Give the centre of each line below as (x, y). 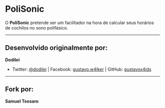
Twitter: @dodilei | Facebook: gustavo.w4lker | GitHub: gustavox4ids (82, 69)
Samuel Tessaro (22, 101)
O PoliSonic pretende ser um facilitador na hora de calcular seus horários (80, 23)
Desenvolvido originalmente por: (56, 48)
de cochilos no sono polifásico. (37, 27)
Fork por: (19, 89)
